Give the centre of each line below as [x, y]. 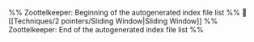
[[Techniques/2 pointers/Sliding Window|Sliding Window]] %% [113, 21]
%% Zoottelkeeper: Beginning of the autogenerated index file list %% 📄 [128, 13]
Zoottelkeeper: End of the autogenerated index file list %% [106, 29]
